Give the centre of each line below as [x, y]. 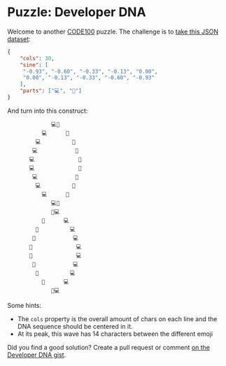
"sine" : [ [34, 65]
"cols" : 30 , [37, 58]
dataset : [19, 38]
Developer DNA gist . [37, 355]
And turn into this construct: [48, 111]
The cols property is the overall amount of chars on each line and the [117, 318]
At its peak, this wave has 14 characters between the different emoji [115, 334]
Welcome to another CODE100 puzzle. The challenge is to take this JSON [113, 31]
